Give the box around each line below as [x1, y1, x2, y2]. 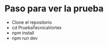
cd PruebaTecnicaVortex [11, 24, 62, 30]
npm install [11, 30, 35, 36]
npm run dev [11, 35, 38, 41]
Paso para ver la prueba [4, 3, 104, 14]
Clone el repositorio [11, 19, 52, 25]
